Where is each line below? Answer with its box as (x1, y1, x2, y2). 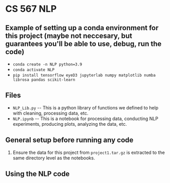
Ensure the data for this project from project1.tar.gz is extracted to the (12, 149, 165, 155)
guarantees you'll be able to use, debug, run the (5, 39, 162, 48)
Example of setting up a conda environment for (5, 24, 159, 32)
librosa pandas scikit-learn (12, 77, 75, 82)
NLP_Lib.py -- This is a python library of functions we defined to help (12, 104, 159, 110)
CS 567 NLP (5, 3, 57, 15)
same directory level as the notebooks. (12, 154, 95, 161)
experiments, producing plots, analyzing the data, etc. (12, 121, 127, 127)
